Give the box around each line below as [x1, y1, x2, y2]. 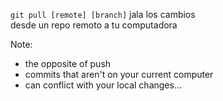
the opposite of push [24, 58, 112, 69]
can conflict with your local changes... [24, 79, 183, 91]
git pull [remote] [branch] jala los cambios [10, 9, 196, 20]
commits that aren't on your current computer [24, 69, 214, 80]
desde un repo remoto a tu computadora [10, 19, 178, 31]
